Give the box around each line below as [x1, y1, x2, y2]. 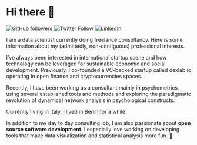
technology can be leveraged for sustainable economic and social [6, 60, 166, 67]
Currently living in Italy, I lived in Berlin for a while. [6, 108, 127, 115]
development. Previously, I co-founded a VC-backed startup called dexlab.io [6, 66, 192, 73]
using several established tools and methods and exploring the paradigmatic [6, 90, 191, 97]
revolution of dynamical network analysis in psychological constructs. [6, 97, 175, 104]
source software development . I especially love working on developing [6, 126, 180, 133]
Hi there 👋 [6, 5, 55, 19]
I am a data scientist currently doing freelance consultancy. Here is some [6, 36, 183, 43]
